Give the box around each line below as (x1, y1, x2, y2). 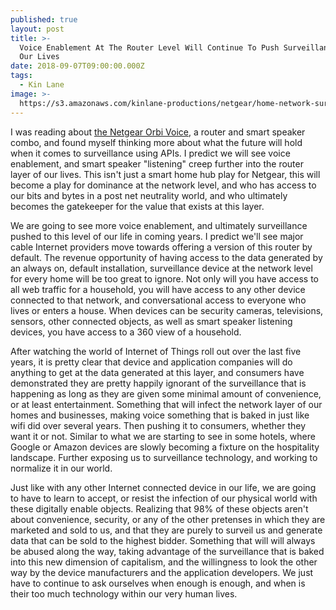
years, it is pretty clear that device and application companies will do (10, 356, 293, 368)
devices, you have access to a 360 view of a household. (10, 326, 242, 338)
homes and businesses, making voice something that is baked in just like (10, 409, 310, 421)
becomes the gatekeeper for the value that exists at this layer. (10, 200, 265, 212)
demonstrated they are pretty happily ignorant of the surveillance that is (10, 377, 307, 389)
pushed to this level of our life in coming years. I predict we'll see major (10, 230, 304, 242)
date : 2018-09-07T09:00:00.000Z (10, 61, 145, 71)
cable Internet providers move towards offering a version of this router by (10, 241, 313, 253)
